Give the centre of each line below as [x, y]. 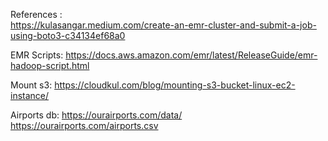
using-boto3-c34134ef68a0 [68, 35]
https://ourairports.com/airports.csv [84, 125]
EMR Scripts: [37, 55]
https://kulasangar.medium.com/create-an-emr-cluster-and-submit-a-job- [163, 25]
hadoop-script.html [50, 65]
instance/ [30, 95]
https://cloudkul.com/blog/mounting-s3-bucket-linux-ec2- [175, 85]
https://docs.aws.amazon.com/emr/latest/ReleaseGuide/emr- [191, 55]
